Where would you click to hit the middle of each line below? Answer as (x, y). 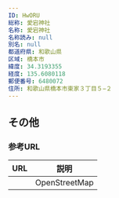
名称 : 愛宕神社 (29, 30)
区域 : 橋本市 (26, 60)
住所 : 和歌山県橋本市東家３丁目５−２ (60, 88)
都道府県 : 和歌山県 (35, 52)
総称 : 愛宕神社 (29, 23)
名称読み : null (31, 37)
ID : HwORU (24, 15)
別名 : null (25, 45)
